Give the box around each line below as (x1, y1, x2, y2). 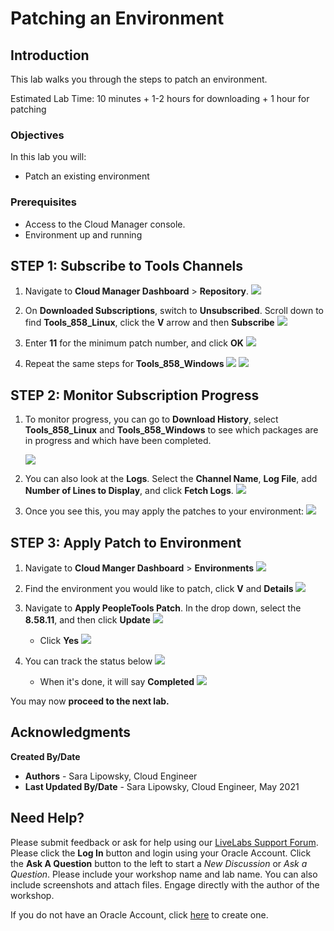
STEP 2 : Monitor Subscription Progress (10, 387, 260, 404)
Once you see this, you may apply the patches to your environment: (24, 505, 305, 517)
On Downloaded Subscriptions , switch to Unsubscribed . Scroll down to (24, 305, 324, 317)
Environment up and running (24, 228, 143, 241)
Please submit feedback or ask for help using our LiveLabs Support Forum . (10, 836, 319, 848)
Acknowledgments (10, 724, 132, 741)
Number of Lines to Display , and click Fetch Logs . (24, 485, 234, 497)
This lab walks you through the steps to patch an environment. (10, 73, 268, 85)
